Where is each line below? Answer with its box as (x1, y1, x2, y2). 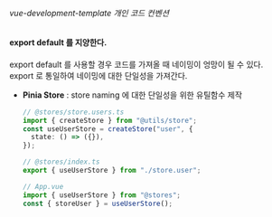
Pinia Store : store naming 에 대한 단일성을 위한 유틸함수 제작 (22, 90, 242, 100)
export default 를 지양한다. (9, 37, 108, 48)
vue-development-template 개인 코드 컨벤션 (9, 7, 170, 18)
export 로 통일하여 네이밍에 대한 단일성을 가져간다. (9, 70, 188, 80)
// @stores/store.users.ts (22, 108, 125, 117)
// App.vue (22, 182, 64, 191)
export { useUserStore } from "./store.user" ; (22, 166, 202, 175)
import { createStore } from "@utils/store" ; (22, 116, 197, 125)
